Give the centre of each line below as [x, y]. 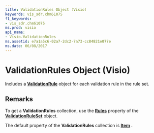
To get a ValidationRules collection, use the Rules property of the [72, 111]
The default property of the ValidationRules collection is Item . [69, 126]
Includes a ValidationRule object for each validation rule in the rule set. [77, 84]
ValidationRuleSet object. [31, 116]
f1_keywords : [18, 19]
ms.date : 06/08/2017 [26, 46]
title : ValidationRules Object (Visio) [46, 10]
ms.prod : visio [21, 28]
